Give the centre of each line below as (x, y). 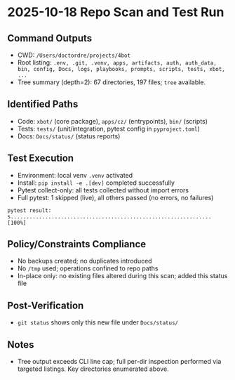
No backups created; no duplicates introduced (85, 261)
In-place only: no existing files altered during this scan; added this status (122, 276)
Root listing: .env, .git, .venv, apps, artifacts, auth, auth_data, (117, 63)
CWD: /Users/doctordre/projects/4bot (74, 55)
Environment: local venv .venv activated (75, 175)
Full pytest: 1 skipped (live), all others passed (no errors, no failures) (115, 197)
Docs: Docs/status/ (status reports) (69, 136)
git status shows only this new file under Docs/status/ (98, 322)
